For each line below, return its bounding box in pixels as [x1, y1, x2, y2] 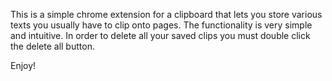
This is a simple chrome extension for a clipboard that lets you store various [10, 9, 323, 20]
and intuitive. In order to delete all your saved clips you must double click [10, 30, 311, 41]
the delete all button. [10, 40, 95, 52]
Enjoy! [10, 60, 37, 71]
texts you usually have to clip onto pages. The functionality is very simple [10, 19, 313, 31]
